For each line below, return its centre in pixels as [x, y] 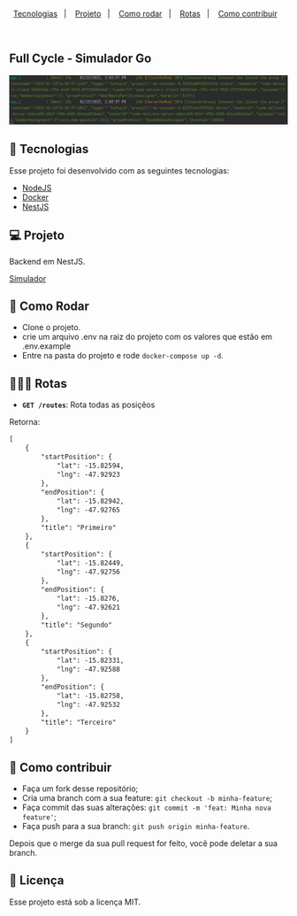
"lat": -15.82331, [90, 661]
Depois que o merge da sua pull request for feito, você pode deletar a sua [144, 843]
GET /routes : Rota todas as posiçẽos [88, 405]
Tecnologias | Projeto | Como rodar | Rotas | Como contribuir [145, 14]
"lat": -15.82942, [90, 501]
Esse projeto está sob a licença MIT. [75, 902]
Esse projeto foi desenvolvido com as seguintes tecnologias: [119, 170]
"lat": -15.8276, [88, 599]
